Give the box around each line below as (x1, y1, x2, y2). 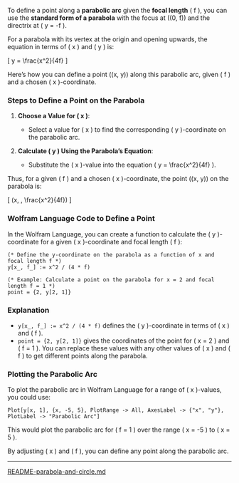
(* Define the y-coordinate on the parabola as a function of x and (7, 251, 215, 259)
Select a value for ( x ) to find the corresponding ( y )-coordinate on (28, 125, 226, 134)
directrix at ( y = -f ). (7, 21, 68, 29)
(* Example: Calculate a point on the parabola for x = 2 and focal (7, 276, 215, 284)
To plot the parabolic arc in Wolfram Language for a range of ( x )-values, (7, 385, 222, 394)
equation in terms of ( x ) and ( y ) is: (7, 43, 115, 51)
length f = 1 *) (7, 282, 55, 289)
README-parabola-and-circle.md (7, 467, 107, 476)
